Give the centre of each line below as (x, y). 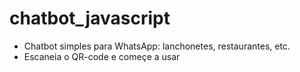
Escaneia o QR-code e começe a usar (102, 56)
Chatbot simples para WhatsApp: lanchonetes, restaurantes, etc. (157, 46)
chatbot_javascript (90, 18)
